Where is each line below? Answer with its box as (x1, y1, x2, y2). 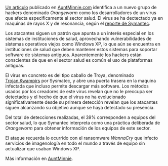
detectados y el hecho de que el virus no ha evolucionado (5, 94, 126, 100)
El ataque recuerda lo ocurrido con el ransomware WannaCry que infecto (5, 135, 158, 141)
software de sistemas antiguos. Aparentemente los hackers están (5, 52, 142, 58)
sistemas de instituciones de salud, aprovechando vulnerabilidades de (5, 35, 152, 41)
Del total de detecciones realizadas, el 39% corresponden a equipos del (5, 114, 156, 120)
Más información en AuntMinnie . (5, 155, 73, 161)
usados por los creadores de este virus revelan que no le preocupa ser (5, 89, 153, 94)
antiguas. (5, 63, 25, 68)
